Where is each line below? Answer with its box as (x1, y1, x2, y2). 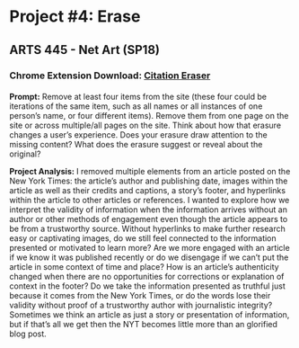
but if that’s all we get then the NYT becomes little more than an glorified (9, 319, 278, 330)
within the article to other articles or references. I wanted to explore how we (9, 195, 290, 206)
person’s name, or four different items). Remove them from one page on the (9, 111, 289, 121)
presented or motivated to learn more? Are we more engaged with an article (9, 243, 290, 254)
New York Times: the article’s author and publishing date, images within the (9, 175, 288, 186)
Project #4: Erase (9, 6, 141, 27)
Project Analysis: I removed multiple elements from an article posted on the (9, 166, 291, 177)
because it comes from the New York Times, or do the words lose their (9, 290, 271, 301)
